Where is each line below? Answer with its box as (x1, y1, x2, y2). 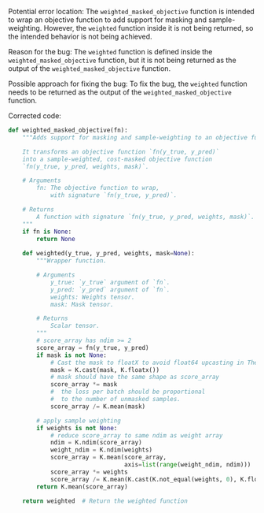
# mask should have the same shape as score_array (49, 374, 220, 381)
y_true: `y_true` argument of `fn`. (49, 278, 170, 286)
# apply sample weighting (36, 417, 122, 425)
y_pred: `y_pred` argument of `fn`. (49, 285, 170, 294)
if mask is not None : (36, 351, 108, 359)
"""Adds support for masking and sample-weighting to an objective (22, 133, 247, 141)
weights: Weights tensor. (49, 293, 135, 301)
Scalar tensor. (49, 322, 101, 330)
